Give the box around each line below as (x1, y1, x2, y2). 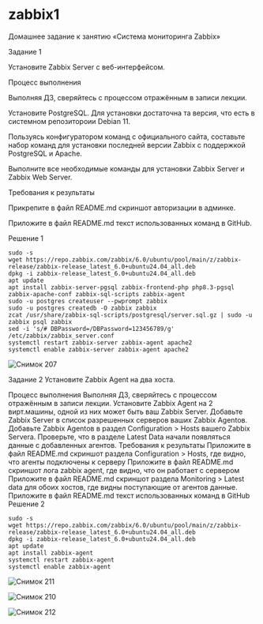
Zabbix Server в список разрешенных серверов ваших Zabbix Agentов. (8, 415, 248, 424)
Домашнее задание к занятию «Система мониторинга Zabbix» (8, 32, 221, 41)
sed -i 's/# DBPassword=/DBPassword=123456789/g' (8, 325, 175, 333)
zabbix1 (8, 6, 60, 24)
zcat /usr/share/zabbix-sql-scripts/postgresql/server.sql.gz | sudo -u (8, 310, 253, 319)
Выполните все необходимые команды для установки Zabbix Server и (8, 164, 245, 173)
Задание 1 (8, 47, 42, 56)
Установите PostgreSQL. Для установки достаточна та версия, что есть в (8, 108, 255, 118)
